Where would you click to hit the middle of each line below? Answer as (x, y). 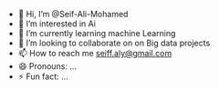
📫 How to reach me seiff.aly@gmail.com (95, 53)
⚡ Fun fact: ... (43, 76)
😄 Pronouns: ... (47, 66)
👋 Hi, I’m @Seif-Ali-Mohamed (73, 14)
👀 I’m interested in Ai (57, 24)
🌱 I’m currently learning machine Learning (97, 33)
